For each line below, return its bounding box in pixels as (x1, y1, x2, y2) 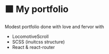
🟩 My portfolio (5, 4, 69, 15)
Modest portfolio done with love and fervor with (5, 23, 104, 30)
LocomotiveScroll (12, 33, 49, 39)
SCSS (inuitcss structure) (12, 38, 65, 45)
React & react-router (12, 44, 55, 50)
